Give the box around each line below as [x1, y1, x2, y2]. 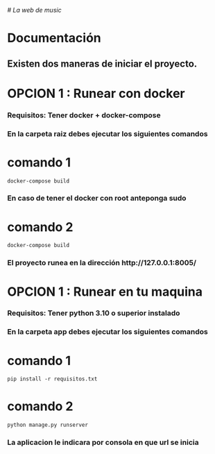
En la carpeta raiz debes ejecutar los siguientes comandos [7, 128, 208, 138]
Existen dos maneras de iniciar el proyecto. [7, 58, 198, 69]
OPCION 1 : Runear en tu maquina [7, 284, 203, 299]
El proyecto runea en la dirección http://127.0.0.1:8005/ [7, 258, 196, 268]
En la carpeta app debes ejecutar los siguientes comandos [7, 327, 208, 337]
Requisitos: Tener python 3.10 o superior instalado [7, 308, 180, 318]
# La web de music [7, 6, 62, 14]
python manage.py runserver [7, 421, 89, 429]
